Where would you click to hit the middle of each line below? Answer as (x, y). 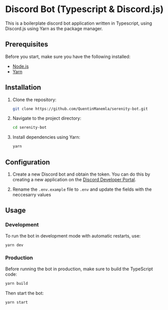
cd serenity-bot (29, 128)
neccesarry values (32, 195)
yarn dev (14, 245)
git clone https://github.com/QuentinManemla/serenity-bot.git (80, 109)
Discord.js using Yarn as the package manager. (54, 28)
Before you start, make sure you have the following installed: (68, 56)
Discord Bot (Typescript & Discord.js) (85, 9)
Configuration (28, 162)
